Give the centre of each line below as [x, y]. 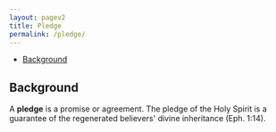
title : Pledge [36, 26]
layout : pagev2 [38, 17]
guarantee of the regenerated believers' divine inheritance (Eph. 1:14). [138, 119]
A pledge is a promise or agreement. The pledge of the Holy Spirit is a [138, 109]
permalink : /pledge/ [48, 34]
